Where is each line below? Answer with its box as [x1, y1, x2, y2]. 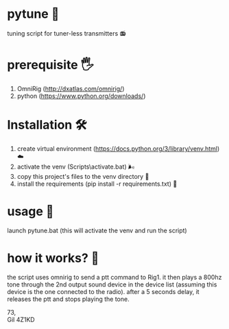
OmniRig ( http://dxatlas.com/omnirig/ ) [16, 84, 125, 93]
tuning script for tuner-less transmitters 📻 [7, 29, 126, 37]
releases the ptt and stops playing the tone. [7, 295, 130, 303]
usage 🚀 [7, 204, 54, 219]
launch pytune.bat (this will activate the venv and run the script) [7, 226, 187, 234]
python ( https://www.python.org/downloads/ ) [16, 92, 146, 100]
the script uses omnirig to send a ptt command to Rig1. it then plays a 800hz [7, 273, 222, 281]
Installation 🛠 [7, 117, 87, 133]
